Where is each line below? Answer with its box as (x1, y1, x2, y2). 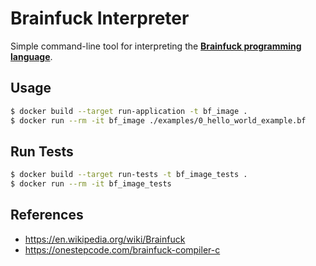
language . (10, 50, 53, 62)
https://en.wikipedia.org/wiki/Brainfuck (24, 233, 186, 245)
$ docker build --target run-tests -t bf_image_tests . (10, 170, 248, 180)
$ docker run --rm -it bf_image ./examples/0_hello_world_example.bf (10, 115, 307, 126)
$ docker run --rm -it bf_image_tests (10, 179, 172, 189)
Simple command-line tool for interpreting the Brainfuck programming (10, 40, 302, 52)
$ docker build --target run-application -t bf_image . (10, 106, 248, 116)
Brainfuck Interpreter (10, 7, 190, 30)
